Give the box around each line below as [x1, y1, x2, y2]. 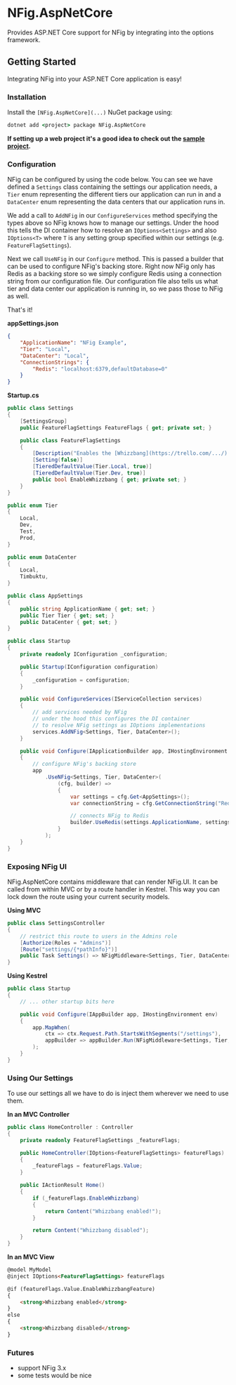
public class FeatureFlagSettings [20, 437, 121, 444]
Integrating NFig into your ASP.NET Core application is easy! [7, 74, 183, 83]
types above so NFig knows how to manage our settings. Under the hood [7, 219, 219, 227]
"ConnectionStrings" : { [20, 359, 90, 366]
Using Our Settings [7, 1073, 74, 1082]
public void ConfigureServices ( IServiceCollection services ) [20, 696, 202, 703]
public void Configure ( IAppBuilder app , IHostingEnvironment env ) [20, 1011, 218, 1018]
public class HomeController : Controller [7, 1124, 133, 1131]
